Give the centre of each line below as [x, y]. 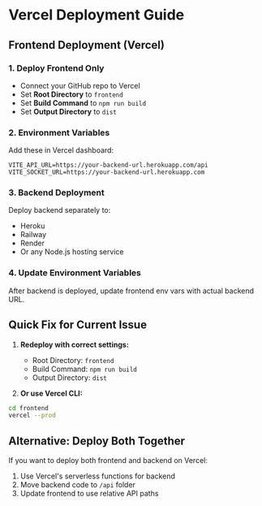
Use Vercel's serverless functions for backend [98, 476]
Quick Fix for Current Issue [78, 325]
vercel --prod [32, 416]
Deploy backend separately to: [60, 210]
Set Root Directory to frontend [71, 94]
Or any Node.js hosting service [72, 252]
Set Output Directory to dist [69, 111]
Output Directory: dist [70, 377]
